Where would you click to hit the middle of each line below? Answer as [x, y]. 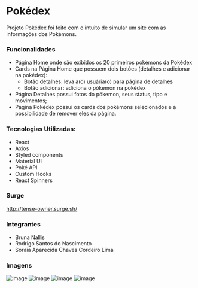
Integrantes [23, 224]
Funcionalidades [31, 49]
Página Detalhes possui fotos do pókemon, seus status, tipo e [91, 95]
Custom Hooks [33, 174]
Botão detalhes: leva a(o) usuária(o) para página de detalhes [98, 81]
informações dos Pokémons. [41, 34]
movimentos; [31, 101]
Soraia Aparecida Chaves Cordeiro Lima [64, 250]
